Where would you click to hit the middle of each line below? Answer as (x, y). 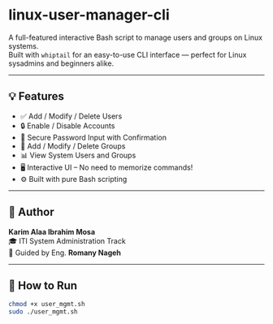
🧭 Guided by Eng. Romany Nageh (65, 253)
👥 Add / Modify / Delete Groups (73, 146)
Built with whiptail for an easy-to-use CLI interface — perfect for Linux (128, 54)
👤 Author (31, 212)
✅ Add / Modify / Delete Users (71, 116)
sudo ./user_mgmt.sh (43, 312)
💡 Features (37, 96)
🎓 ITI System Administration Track (67, 240)
